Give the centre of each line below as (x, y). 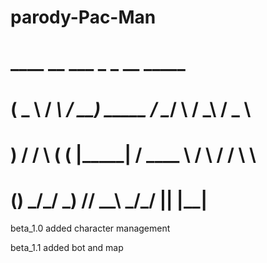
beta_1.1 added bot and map (67, 247)
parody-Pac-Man (83, 17)
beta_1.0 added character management (90, 228)
